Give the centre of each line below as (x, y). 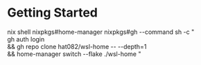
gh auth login (26, 39)
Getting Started (53, 13)
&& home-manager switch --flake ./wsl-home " (74, 54)
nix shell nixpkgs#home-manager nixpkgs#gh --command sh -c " (101, 32)
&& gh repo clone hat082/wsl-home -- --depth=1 (77, 46)
